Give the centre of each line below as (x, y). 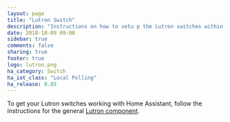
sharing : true (28, 52)
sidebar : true (28, 39)
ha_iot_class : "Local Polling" (52, 78)
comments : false (30, 45)
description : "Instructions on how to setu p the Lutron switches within (115, 26)
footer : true (26, 59)
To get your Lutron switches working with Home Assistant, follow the (105, 103)
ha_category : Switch (37, 71)
